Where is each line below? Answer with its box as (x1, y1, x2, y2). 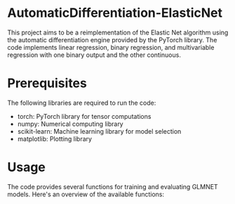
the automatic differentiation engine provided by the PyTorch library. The (7, 35, 217, 44)
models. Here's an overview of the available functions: (7, 190, 165, 198)
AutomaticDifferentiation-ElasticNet (7, 5, 223, 21)
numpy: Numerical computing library (17, 120, 124, 128)
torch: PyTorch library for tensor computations (17, 112, 152, 120)
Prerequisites (7, 75, 88, 91)
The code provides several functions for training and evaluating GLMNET (7, 182, 219, 191)
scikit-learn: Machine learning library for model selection (17, 127, 182, 135)
